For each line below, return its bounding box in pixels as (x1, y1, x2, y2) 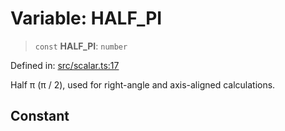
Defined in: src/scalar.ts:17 (10, 59, 120, 71)
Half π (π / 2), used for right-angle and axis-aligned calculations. (10, 78, 276, 91)
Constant (10, 108, 70, 125)
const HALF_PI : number (34, 40, 128, 52)
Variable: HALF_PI (10, 7, 163, 30)
